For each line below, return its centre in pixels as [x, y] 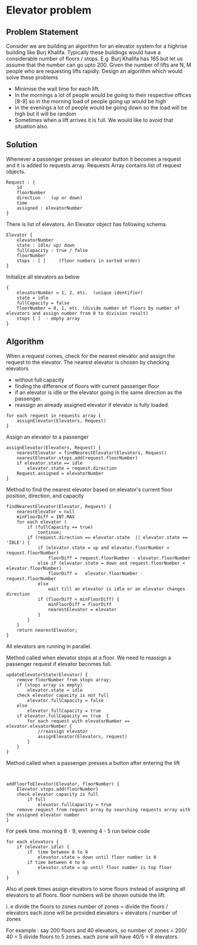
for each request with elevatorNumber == [79, 721]
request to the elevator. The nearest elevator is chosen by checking [88, 362]
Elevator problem [49, 10]
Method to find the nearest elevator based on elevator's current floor [89, 489]
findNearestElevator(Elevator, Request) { [59, 506]
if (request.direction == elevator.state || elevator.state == [108, 537]
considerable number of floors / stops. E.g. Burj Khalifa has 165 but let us [95, 59]
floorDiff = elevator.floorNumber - [96, 573]
